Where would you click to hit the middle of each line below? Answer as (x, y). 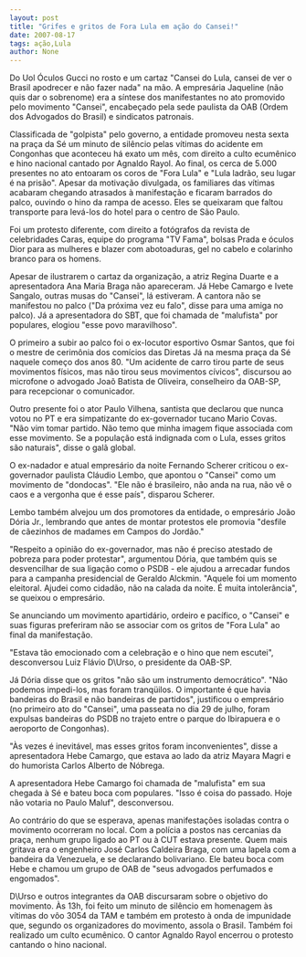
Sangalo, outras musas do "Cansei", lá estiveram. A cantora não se (135, 296)
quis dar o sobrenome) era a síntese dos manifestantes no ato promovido (148, 98)
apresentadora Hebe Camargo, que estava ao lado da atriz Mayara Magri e (150, 756)
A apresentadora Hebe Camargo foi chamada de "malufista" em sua (137, 783)
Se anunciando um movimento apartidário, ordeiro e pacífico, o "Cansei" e (149, 615)
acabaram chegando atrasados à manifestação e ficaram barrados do (141, 193)
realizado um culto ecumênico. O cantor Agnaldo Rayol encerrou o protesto (152, 935)
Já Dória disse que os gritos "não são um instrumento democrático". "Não (148, 680)
